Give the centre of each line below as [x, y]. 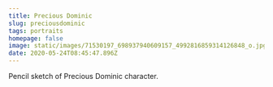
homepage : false [36, 38]
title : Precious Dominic [50, 16]
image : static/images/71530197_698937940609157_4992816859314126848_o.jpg [138, 46]
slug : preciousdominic [47, 23]
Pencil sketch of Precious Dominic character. [83, 76]
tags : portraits [36, 31]
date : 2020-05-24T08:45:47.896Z [63, 53]
